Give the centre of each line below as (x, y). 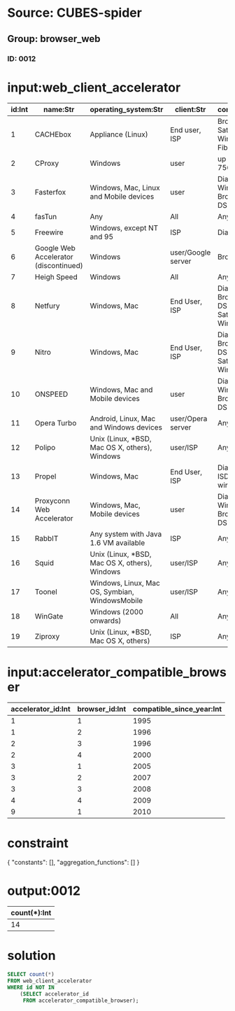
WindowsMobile (116, 601)
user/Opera (189, 419)
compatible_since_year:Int (177, 709)
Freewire (49, 232)
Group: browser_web (54, 39)
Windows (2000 (116, 612)
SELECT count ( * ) (31, 975)
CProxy (47, 164)
